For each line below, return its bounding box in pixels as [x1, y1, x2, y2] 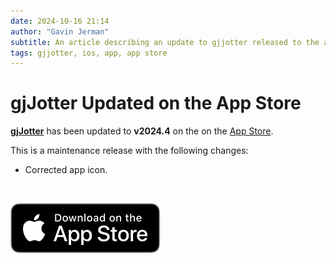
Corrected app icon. [24, 164, 108, 176]
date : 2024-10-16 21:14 [10, 16, 110, 26]
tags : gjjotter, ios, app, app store [10, 48, 168, 58]
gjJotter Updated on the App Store [10, 92, 302, 115]
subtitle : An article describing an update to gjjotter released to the [10, 37, 320, 47]
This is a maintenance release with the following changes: [10, 145, 249, 157]
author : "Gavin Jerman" [10, 26, 110, 37]
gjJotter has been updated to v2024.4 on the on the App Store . [10, 125, 274, 137]
